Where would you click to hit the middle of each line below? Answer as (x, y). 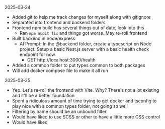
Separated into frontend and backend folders (59, 22)
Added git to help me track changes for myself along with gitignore (81, 17)
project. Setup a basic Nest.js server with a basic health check (84, 49)
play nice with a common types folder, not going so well (70, 106)
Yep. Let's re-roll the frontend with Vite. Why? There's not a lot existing (86, 90)
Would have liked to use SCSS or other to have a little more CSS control (86, 117)
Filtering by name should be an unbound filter (59, 111)
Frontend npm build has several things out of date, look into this (78, 28)
